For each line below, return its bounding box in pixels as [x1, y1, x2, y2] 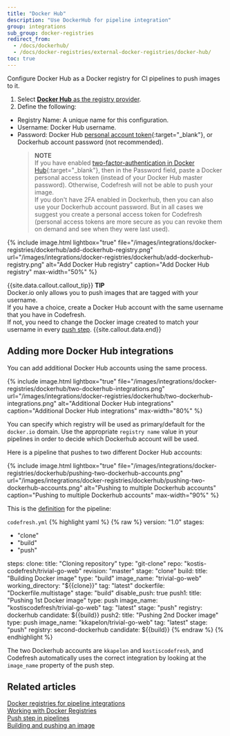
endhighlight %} [7, 633, 53, 641]
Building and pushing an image [7, 721, 95, 730]
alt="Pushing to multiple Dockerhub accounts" [84, 483, 216, 492]
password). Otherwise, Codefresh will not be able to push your [34, 181, 213, 189]
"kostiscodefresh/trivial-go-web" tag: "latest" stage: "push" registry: [7, 603, 202, 611]
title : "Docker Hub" [7, 10, 67, 17]
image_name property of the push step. [7, 661, 115, 669]
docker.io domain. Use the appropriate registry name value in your [7, 427, 198, 436]
